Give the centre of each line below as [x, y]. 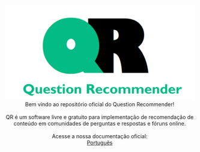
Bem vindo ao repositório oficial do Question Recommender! [100, 104]
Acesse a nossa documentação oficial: [100, 136]
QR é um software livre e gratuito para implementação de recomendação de [100, 117]
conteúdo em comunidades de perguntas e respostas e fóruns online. [100, 123]
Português [100, 142]
